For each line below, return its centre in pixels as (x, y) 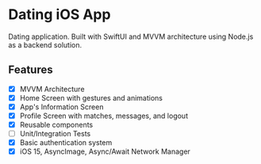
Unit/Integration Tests (55, 134)
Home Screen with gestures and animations (91, 97)
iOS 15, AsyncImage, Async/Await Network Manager (105, 151)
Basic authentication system (66, 143)
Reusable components (56, 125)
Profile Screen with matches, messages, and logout (104, 116)
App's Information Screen (61, 107)
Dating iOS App (59, 15)
